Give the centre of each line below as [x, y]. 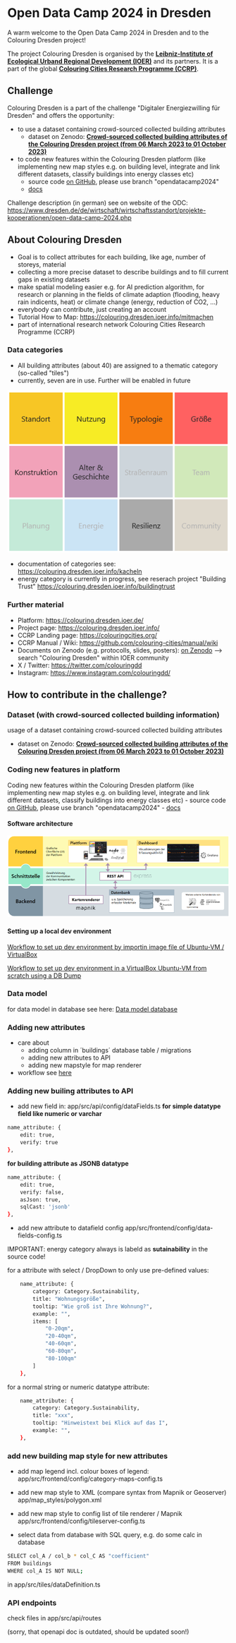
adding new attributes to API [69, 1058]
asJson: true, [41, 1200]
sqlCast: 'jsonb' [45, 1207]
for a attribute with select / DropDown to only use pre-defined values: [108, 1271]
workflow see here [44, 1073]
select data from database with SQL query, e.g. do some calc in [110, 1535]
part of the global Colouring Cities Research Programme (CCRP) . [103, 68]
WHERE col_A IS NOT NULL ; [45, 1571]
